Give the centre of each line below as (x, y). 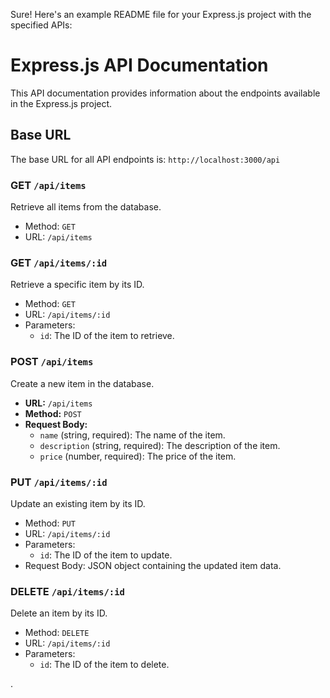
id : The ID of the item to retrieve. (107, 336)
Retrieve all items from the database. (86, 207)
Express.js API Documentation (139, 65)
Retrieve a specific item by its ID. (77, 285)
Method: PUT (50, 523)
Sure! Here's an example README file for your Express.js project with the (161, 14)
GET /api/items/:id (59, 262)
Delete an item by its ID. (59, 613)
